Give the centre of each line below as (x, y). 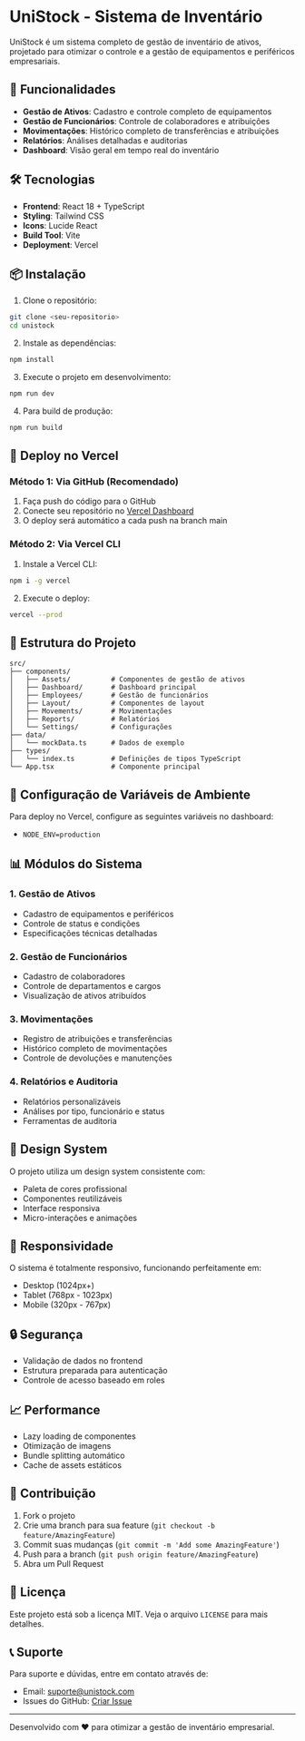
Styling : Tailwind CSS (63, 216)
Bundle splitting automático (74, 1455)
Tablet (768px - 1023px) (68, 1296)
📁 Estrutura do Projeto (73, 643)
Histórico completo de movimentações (95, 1049)
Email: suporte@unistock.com (78, 1692)
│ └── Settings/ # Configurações (91, 728)
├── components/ (40, 672)
